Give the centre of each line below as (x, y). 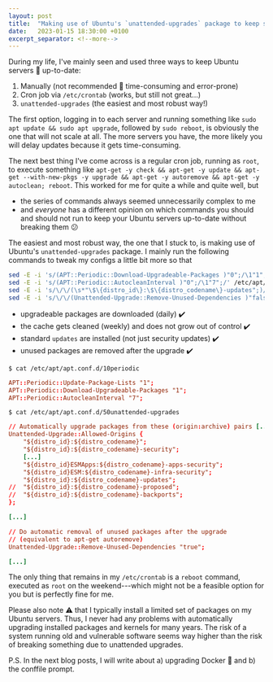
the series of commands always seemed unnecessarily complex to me (138, 201)
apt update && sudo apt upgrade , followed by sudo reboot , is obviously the (134, 128)
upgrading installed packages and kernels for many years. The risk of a (128, 627)
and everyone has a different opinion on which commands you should (137, 210)
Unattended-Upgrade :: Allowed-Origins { (76, 435)
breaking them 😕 (49, 227)
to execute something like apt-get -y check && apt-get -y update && (125, 170)
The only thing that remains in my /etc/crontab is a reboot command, (125, 577)
